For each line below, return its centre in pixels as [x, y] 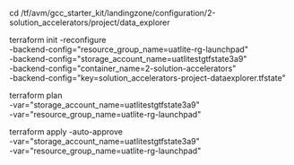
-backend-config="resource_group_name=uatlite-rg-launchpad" [129, 49]
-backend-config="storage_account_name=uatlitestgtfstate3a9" [128, 59]
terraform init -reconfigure [58, 40]
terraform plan [36, 95]
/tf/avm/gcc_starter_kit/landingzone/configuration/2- [118, 13]
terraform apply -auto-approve [66, 132]
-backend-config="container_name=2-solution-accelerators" [123, 68]
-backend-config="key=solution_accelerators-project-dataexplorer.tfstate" [148, 78]
